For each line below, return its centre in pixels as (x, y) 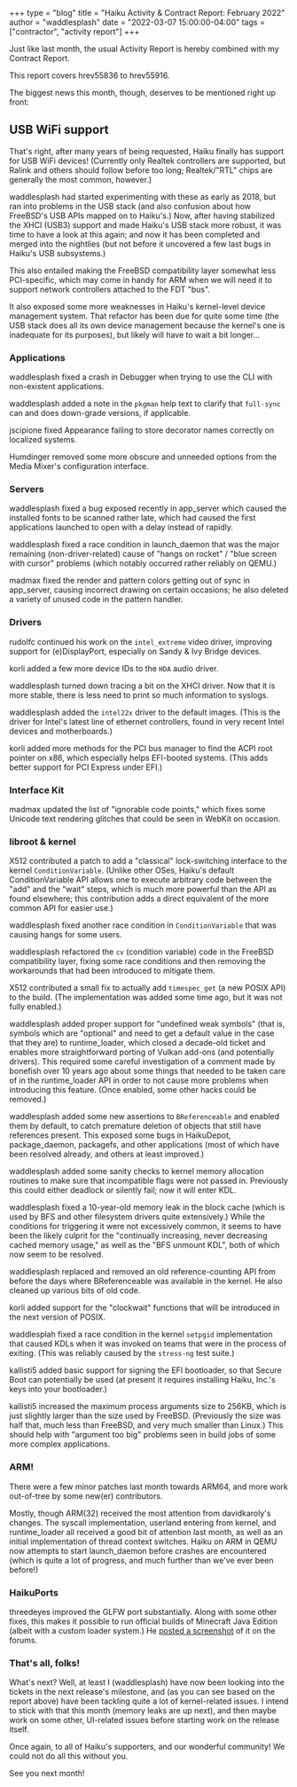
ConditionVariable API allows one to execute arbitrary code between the (141, 880)
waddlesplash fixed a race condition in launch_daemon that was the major (145, 545)
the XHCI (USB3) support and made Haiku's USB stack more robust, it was (145, 224)
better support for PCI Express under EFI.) (86, 767)
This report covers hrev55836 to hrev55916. (90, 75)
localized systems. (43, 440)
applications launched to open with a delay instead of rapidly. (121, 528)
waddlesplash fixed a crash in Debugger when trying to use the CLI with (141, 377)
